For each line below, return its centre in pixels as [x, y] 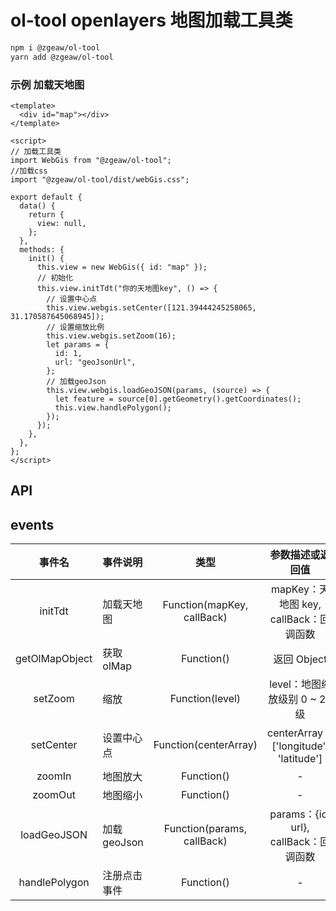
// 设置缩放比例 [75, 327]
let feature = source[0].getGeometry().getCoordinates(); [178, 399]
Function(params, [205, 829]
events [32, 524]
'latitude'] [300, 759]
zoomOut [54, 795]
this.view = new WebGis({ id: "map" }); [122, 267]
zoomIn [54, 776]
